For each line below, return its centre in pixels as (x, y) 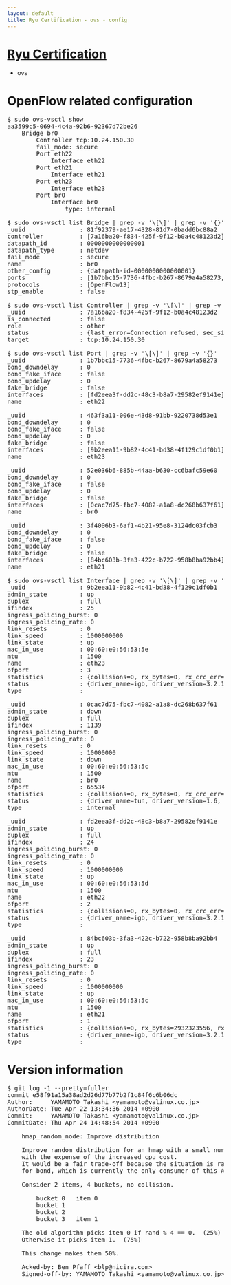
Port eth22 (54, 154)
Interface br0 (74, 202)
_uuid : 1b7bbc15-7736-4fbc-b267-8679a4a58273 (112, 361)
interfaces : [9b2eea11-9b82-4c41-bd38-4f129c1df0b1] (116, 450)
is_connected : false (56, 319)
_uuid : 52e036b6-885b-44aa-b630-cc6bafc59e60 (112, 471)
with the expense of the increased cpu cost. (100, 1157)
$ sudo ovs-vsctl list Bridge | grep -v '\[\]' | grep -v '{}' (116, 223)
